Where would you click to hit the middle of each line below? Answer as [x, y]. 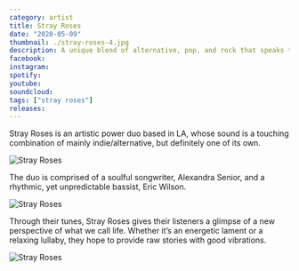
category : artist [41, 17]
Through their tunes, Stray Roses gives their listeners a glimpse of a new [142, 221]
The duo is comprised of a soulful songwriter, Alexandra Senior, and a [137, 178]
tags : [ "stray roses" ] [51, 100]
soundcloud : [31, 92]
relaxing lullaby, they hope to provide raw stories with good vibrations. [138, 240]
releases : [28, 108]
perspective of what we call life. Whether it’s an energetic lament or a [136, 231]
